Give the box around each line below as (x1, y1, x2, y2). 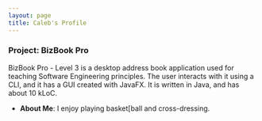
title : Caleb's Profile (8, 19, 87, 27)
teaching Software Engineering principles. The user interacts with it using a (8, 71, 254, 81)
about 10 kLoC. (8, 88, 58, 97)
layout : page (8, 11, 52, 20)
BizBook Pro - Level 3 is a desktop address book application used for (8, 62, 234, 72)
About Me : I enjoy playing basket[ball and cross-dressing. (19, 104, 210, 113)
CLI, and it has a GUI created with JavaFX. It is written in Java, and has (8, 80, 240, 89)
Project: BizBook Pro (8, 45, 89, 56)
